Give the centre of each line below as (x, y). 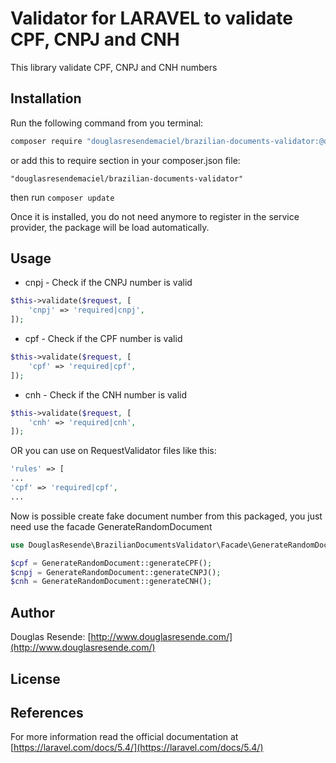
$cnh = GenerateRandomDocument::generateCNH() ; (111, 582)
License (35, 678)
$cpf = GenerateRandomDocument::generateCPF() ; (111, 563)
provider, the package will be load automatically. (110, 227)
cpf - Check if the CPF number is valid (103, 339)
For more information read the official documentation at (124, 737)
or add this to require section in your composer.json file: (125, 160)
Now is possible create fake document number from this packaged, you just (166, 516)
